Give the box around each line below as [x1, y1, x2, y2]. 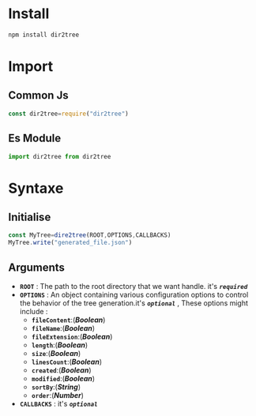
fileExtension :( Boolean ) [31, 332, 113, 341]
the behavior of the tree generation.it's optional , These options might [19, 298, 249, 308]
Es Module [8, 132, 62, 145]
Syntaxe [8, 179, 64, 197]
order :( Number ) [31, 390, 85, 399]
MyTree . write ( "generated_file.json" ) [8, 238, 133, 247]
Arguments [8, 260, 66, 274]
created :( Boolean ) [31, 365, 92, 375]
